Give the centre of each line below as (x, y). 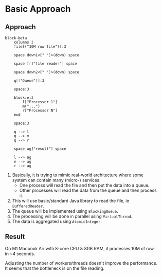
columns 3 (24, 42)
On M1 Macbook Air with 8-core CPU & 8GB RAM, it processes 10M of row (80, 248)
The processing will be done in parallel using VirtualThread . (72, 216)
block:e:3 (24, 98)
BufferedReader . (28, 206)
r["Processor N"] (40, 110)
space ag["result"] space (40, 149)
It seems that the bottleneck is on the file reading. (55, 268)
